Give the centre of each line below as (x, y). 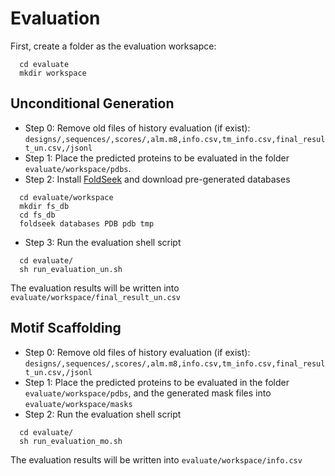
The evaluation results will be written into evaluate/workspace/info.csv (156, 459)
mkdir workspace (53, 73)
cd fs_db (37, 215)
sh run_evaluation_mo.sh (71, 441)
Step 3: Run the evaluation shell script (103, 242)
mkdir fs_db (44, 206)
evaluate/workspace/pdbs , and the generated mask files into (148, 393)
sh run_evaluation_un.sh (71, 269)
